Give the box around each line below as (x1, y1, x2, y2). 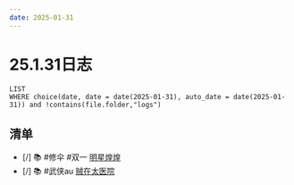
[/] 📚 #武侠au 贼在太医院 (21, 166, 115, 177)
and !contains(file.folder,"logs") (29, 100, 163, 109)
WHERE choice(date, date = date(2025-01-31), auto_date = (9, 92, 230, 101)
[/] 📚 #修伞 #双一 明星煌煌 (21, 152, 122, 163)
